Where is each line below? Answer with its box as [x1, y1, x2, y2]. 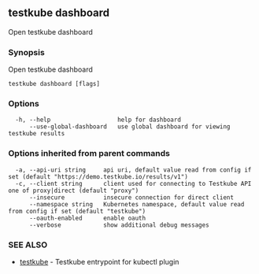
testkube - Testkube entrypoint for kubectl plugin [19, 257, 179, 266]
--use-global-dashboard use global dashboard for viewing [28, 123, 231, 131]
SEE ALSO [8, 239, 48, 250]
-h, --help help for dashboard [15, 116, 181, 124]
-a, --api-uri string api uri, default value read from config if [15, 165, 252, 174]
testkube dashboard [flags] [8, 80, 101, 88]
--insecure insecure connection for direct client [28, 193, 235, 202]
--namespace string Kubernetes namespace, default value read [28, 200, 245, 208]
